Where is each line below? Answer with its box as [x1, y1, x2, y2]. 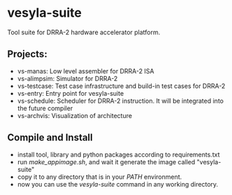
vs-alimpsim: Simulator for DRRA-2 [17, 74, 118, 82]
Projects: [7, 48, 48, 60]
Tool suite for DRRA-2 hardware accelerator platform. [7, 28, 161, 36]
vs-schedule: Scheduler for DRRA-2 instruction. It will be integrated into [17, 96, 224, 105]
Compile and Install [7, 131, 93, 144]
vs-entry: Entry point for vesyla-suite [17, 89, 124, 97]
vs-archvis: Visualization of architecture [17, 111, 133, 120]
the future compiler [17, 103, 73, 113]
